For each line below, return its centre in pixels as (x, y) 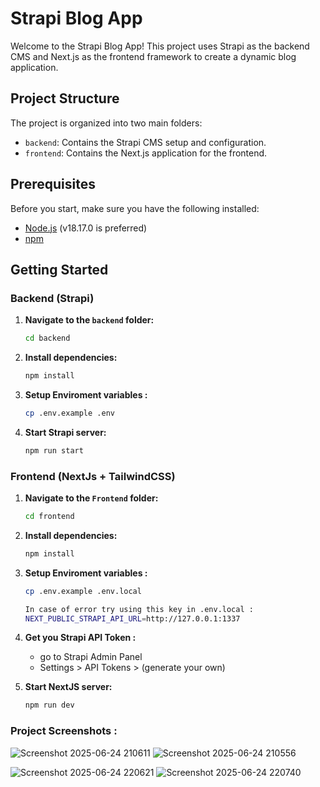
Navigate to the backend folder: (89, 320)
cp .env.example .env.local (83, 591)
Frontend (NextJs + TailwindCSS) (93, 476)
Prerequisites (53, 184)
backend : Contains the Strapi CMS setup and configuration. (145, 142)
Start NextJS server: (68, 687)
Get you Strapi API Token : (80, 638)
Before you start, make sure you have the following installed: (135, 208)
